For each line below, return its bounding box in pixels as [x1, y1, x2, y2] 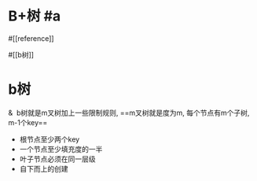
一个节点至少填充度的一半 [19, 144, 103, 153]
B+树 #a [8, 7, 61, 25]
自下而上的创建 [19, 164, 68, 173]
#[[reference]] [8, 33, 54, 43]
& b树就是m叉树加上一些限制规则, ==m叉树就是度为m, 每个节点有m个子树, [8, 108, 250, 117]
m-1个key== [8, 117, 48, 127]
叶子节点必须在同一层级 [19, 154, 96, 164]
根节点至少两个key [19, 135, 80, 144]
